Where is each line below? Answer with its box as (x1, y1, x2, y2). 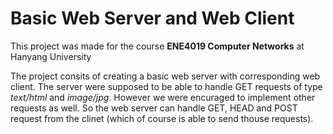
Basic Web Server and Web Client (10, 7, 295, 30)
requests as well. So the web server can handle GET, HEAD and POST (10, 102, 298, 114)
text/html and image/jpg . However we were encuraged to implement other (10, 91, 316, 103)
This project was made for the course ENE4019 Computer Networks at (10, 40, 305, 52)
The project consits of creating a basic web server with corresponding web (10, 70, 321, 82)
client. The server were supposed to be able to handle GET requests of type (10, 80, 323, 92)
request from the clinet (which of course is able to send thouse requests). (10, 112, 314, 124)
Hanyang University (10, 50, 92, 62)
